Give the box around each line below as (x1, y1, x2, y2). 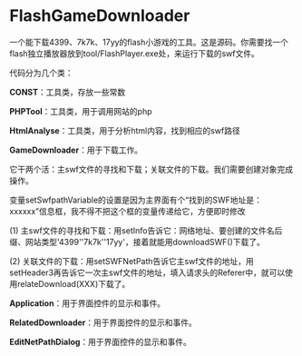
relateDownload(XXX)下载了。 (16, 278, 131, 289)
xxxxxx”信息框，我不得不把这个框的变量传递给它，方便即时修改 (9, 205, 247, 216)
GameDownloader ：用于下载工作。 (9, 144, 143, 155)
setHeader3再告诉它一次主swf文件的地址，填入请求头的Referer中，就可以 (9, 267, 286, 278)
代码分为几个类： (9, 67, 73, 78)
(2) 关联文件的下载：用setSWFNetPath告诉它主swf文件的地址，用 (9, 255, 254, 266)
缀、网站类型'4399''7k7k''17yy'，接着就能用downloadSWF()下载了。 (9, 236, 265, 247)
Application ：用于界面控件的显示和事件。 (9, 297, 166, 309)
